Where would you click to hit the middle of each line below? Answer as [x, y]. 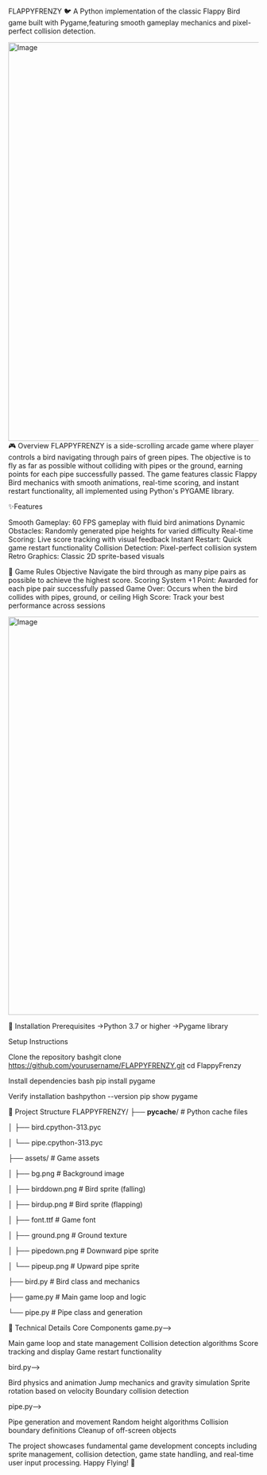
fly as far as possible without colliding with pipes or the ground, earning [126, 466]
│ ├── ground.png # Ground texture [68, 1235]
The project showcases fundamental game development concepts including [132, 1446]
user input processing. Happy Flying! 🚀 [72, 1463]
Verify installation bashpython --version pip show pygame [103, 1096]
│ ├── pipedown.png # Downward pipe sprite [83, 1250]
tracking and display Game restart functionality [85, 1352]
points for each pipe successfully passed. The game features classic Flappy [133, 474]
